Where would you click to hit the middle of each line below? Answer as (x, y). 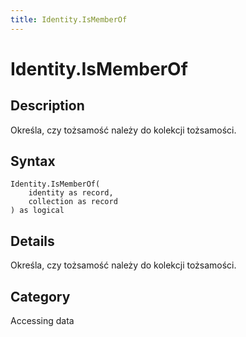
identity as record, (71, 193)
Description (47, 106)
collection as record (73, 202)
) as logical (37, 211)
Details (32, 241)
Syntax (33, 161)
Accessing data (42, 321)
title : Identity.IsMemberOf (69, 19)
